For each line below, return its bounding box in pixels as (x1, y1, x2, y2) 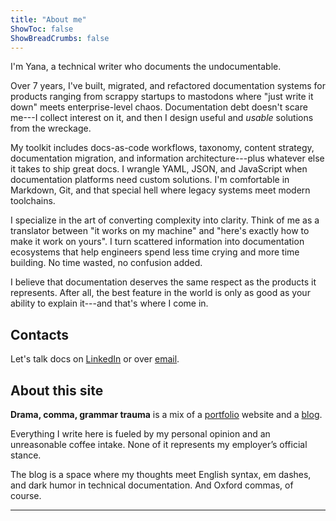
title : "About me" (10, 14, 87, 25)
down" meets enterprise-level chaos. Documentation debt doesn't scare (10, 101, 308, 113)
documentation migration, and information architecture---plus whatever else (10, 152, 325, 165)
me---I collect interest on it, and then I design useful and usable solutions (10, 112, 314, 124)
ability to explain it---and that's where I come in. (10, 297, 209, 310)
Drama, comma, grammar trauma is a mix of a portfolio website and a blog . (10, 409, 323, 420)
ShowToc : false (10, 24, 74, 34)
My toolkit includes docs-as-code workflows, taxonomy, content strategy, (10, 142, 315, 154)
